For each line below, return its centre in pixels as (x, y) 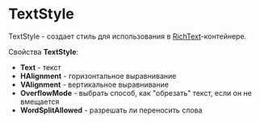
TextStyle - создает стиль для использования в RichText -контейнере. (128, 36)
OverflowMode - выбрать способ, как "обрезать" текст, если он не (136, 92)
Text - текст (41, 67)
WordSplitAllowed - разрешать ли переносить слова (111, 110)
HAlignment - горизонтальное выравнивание (98, 76)
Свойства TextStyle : (44, 51)
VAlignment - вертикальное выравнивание (94, 84)
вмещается (40, 101)
